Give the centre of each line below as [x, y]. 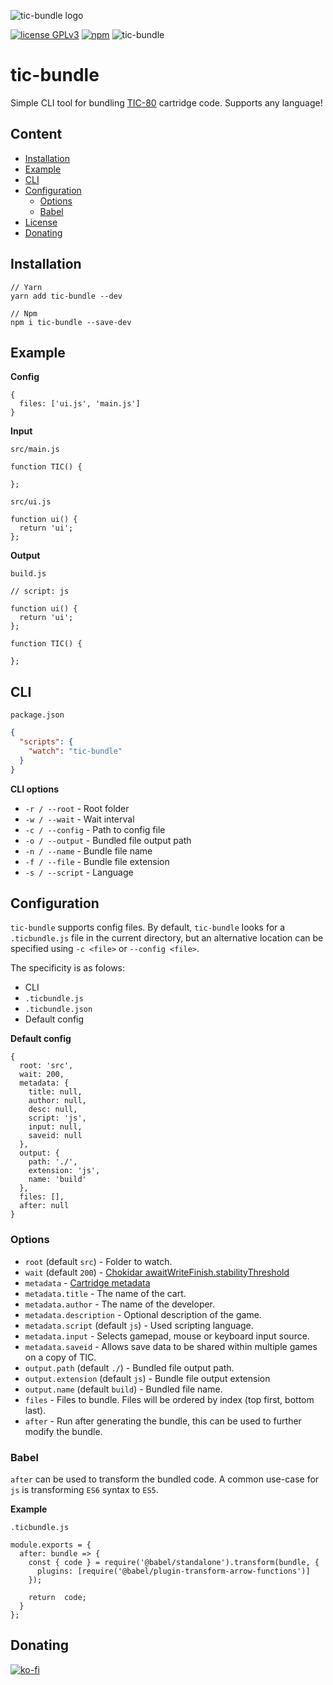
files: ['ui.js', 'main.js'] [80, 404]
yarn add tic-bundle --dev [66, 296]
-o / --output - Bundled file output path [108, 840]
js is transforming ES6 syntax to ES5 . [84, 1489]
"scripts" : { [46, 742]
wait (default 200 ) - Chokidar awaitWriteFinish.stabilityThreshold [157, 1272]
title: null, [55, 1092]
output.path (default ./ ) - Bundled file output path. [129, 1367]
